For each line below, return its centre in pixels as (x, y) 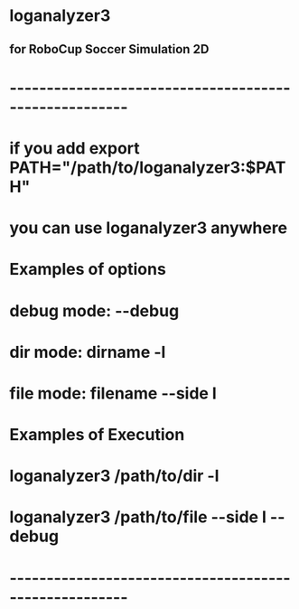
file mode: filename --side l (113, 393)
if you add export (75, 148)
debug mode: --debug (94, 310)
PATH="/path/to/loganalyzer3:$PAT (148, 167)
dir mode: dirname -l (88, 352)
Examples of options (88, 270)
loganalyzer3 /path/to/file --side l (138, 517)
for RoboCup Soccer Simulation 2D (109, 49)
